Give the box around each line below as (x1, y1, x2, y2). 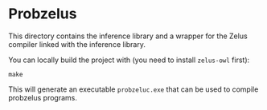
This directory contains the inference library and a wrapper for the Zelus (8, 31, 248, 41)
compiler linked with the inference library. (8, 39, 146, 49)
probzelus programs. (8, 92, 78, 102)
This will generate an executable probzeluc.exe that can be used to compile (8, 84, 259, 94)
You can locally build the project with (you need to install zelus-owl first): (8, 55, 250, 65)
